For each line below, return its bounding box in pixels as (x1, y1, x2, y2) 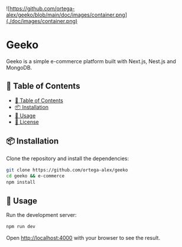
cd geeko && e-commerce (6, 173, 65, 179)
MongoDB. (6, 64, 32, 71)
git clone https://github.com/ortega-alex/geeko (6, 167, 128, 173)
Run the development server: (6, 212, 77, 218)
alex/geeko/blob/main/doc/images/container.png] (6, 11, 127, 18)
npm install (6, 180, 35, 186)
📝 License (14, 118, 40, 125)
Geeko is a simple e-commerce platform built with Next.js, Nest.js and (6, 57, 176, 64)
